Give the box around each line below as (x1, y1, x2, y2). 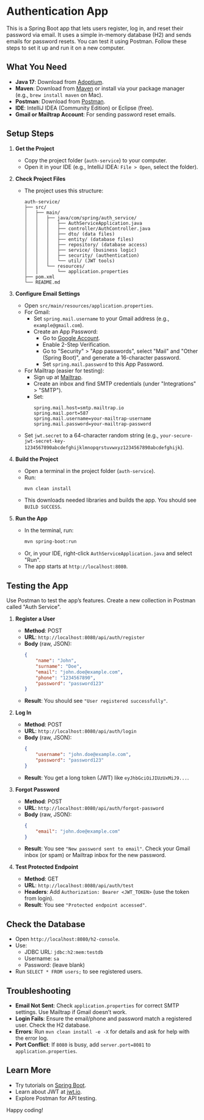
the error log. (15, 1034, 49, 1042)
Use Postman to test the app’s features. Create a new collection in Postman (6, 597, 196, 604)
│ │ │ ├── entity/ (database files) (24, 236, 134, 243)
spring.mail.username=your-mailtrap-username (33, 415, 151, 422)
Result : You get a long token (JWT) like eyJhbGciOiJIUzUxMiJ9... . (24, 774, 189, 781)
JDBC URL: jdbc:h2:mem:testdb (24, 948, 104, 956)
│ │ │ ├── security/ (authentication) (24, 252, 140, 259)
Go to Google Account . (42, 334, 101, 341)
